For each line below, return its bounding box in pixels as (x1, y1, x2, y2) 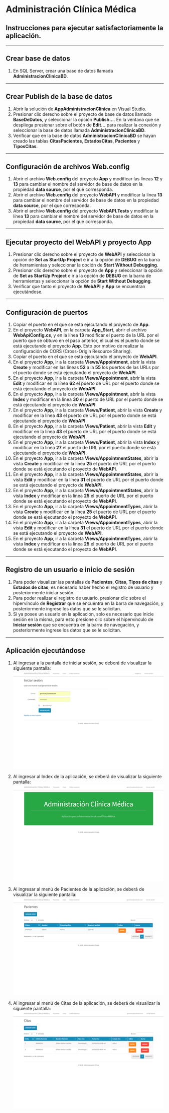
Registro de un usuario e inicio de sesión (6, 566, 135, 574)
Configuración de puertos (6, 308, 88, 317)
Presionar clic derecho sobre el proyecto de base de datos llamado (13, 111, 152, 117)
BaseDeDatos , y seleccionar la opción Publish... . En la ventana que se (13, 116, 159, 122)
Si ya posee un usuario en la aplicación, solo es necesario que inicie (13, 611, 154, 617)
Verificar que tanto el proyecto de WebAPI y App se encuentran (13, 284, 145, 290)
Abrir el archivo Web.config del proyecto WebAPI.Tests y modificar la (13, 208, 158, 214)
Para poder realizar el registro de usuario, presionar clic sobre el (13, 595, 146, 601)
